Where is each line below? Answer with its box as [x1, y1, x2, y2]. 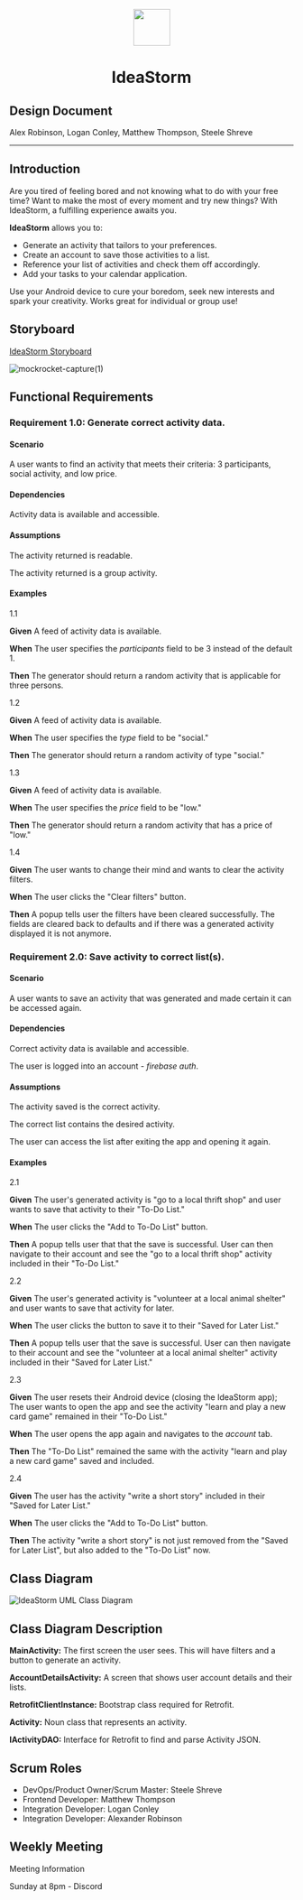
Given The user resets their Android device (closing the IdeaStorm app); [9, 1392, 278, 1403]
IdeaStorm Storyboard [9, 346, 92, 357]
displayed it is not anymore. [9, 928, 112, 939]
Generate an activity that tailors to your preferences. [22, 239, 217, 250]
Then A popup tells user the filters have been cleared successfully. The [9, 908, 275, 920]
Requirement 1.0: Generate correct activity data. [9, 416, 225, 429]
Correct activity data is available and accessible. [9, 1043, 189, 1054]
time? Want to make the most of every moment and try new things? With [9, 195, 278, 206]
